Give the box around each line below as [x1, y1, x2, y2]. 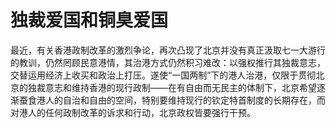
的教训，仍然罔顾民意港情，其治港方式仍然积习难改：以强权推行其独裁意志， [10, 56, 326, 68]
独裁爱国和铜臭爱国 [10, 9, 169, 32]
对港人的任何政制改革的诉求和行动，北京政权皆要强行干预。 [10, 106, 256, 118]
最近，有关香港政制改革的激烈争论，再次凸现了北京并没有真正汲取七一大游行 [10, 44, 326, 56]
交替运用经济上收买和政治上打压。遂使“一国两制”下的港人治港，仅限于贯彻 [10, 69, 317, 81]
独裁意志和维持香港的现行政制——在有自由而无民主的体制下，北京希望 [27, 81, 317, 93]
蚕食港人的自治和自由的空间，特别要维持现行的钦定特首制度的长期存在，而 [18, 94, 326, 106]
